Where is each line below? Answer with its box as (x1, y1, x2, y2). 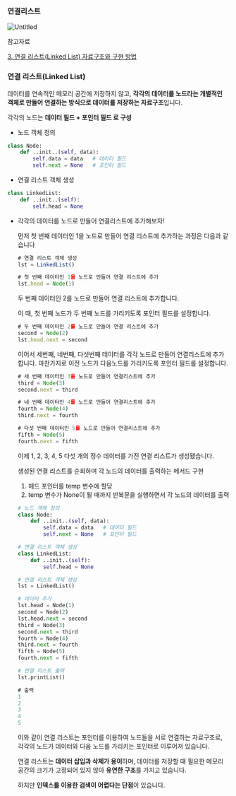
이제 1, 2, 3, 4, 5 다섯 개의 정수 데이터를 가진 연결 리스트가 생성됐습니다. (17, 451, 215, 460)
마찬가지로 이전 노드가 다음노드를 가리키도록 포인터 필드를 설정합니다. (38, 358, 229, 367)
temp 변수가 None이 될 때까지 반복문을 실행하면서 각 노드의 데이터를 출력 (27, 490, 230, 499)
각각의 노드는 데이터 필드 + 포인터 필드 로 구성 (7, 113, 132, 122)
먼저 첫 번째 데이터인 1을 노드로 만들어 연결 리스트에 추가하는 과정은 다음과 (17, 231, 221, 240)
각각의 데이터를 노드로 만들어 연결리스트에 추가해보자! (17, 216, 165, 225)
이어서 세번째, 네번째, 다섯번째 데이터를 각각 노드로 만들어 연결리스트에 (17, 350, 211, 358)
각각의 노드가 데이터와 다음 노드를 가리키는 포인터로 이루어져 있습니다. (17, 742, 210, 751)
